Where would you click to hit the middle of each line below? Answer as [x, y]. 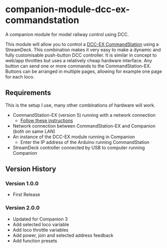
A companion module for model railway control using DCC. [67, 34]
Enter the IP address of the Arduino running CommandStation [85, 142]
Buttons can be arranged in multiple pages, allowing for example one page [84, 71]
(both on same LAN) [34, 131]
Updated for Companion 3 [40, 219]
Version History [31, 169]
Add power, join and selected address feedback [63, 235]
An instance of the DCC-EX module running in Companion [74, 137]
